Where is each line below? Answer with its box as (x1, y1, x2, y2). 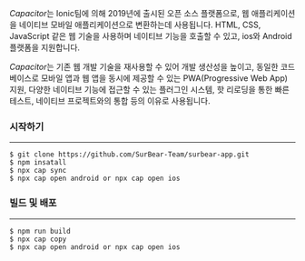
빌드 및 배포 (9, 196, 57, 209)
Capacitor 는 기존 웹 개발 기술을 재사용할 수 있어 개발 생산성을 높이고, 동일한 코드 (9, 62, 296, 72)
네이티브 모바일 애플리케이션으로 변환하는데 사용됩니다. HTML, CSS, (18, 19, 261, 30)
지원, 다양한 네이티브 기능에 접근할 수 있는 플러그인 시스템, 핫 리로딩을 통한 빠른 (9, 85, 290, 95)
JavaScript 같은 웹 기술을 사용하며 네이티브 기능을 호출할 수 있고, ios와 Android (9, 31, 292, 41)
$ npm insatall (9, 158, 67, 167)
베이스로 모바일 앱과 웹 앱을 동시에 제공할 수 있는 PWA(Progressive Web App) (9, 73, 289, 84)
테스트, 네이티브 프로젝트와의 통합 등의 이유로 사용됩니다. (9, 95, 211, 106)
